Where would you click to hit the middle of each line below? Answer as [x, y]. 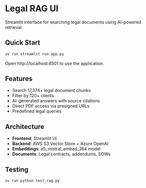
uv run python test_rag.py [32, 181]
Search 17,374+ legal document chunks [51, 91]
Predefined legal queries [37, 111]
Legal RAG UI [32, 9]
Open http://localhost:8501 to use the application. [55, 63]
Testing [17, 169]
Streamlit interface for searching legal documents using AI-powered [73, 22]
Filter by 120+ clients [33, 95]
